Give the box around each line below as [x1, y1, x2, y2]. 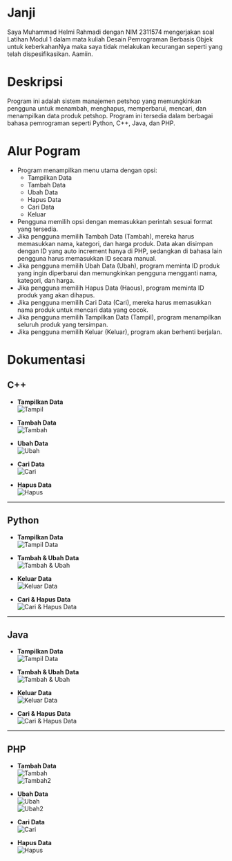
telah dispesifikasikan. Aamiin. [7, 50, 93, 58]
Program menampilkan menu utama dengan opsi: [17, 166, 157, 174]
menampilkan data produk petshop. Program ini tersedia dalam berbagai [7, 111, 213, 120]
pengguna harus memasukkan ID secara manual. [17, 254, 157, 262]
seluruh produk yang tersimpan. [17, 320, 108, 328]
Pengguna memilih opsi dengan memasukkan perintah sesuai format [17, 217, 213, 225]
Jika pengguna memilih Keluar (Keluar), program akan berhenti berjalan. [17, 327, 222, 336]
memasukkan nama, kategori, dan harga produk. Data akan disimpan [17, 239, 213, 248]
